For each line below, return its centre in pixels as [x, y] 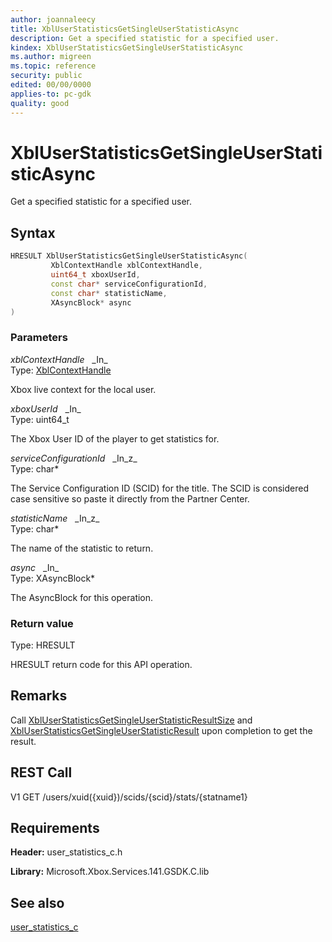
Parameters [39, 338]
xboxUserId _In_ [46, 408]
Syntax [33, 232]
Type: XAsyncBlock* [53, 578]
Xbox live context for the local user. [83, 389]
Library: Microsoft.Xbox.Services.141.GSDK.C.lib [110, 872]
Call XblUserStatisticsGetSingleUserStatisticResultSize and [131, 720]
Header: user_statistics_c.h [66, 852]
